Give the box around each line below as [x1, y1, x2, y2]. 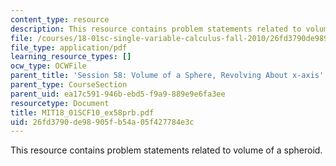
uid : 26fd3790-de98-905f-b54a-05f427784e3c [10, 117, 195, 127]
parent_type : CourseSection [10, 80, 128, 90]
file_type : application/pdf [10, 42, 128, 53]
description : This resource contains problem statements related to [10, 24, 302, 34]
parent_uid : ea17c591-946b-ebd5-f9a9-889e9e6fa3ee [10, 89, 226, 99]
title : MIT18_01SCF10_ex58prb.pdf [10, 107, 155, 118]
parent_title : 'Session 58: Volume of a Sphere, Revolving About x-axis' [10, 71, 325, 81]
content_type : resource [10, 14, 110, 25]
